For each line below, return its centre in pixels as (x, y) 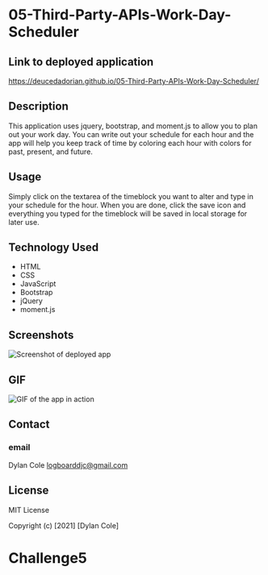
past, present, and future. (50, 152)
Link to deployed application (81, 62)
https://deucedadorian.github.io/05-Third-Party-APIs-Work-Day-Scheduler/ (134, 81)
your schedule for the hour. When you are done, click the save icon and (127, 205)
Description (38, 106)
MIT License (29, 510)
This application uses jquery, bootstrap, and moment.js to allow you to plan (133, 126)
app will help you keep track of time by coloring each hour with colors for (130, 143)
